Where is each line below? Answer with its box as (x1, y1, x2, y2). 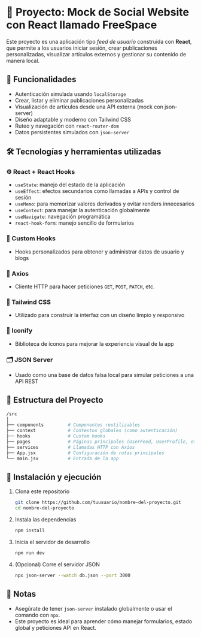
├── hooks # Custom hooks (6, 433, 106, 439)
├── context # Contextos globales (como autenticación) (6, 428, 178, 434)
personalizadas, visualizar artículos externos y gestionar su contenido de (6, 50, 187, 58)
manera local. (6, 57, 40, 64)
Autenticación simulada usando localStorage (14, 90, 127, 98)
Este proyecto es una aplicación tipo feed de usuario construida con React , (6, 38, 192, 45)
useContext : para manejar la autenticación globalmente (14, 207, 150, 214)
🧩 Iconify (6, 327, 33, 335)
